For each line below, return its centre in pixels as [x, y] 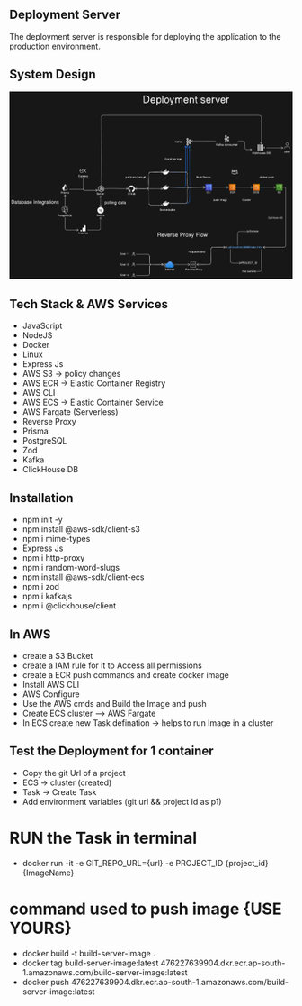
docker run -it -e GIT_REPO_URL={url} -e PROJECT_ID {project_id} [146, 863]
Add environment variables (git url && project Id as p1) [122, 801]
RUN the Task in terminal [103, 838]
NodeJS [37, 335]
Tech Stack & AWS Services [89, 304]
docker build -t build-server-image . [89, 953]
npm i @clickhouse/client [69, 606]
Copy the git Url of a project [74, 773]
